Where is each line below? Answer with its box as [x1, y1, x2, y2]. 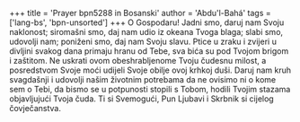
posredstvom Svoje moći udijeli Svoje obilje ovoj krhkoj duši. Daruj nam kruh [9, 65, 292, 75]
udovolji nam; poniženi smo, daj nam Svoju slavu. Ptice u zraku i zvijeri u [9, 36, 277, 47]
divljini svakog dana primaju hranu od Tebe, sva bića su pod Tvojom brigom [9, 46, 289, 57]
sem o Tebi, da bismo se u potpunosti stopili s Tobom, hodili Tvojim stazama [9, 84, 291, 94]
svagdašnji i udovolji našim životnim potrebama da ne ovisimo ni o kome [9, 74, 277, 84]
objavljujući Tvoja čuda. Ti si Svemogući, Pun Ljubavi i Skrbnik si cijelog [9, 93, 274, 104]
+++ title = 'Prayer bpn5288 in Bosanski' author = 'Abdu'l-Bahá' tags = [9, 8, 271, 18]
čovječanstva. [9, 103, 61, 113]
